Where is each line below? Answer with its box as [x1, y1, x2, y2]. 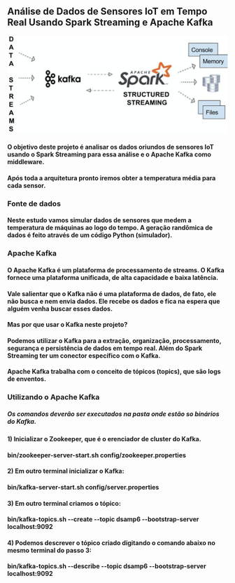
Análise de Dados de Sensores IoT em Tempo [7, 6, 208, 18]
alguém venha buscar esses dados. [7, 304, 113, 313]
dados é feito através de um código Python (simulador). [7, 231, 173, 239]
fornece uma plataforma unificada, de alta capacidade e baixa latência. [7, 273, 219, 281]
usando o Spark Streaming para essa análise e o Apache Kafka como [7, 150, 212, 159]
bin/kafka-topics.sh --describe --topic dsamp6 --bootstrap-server [7, 562, 206, 570]
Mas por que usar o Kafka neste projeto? [7, 321, 128, 329]
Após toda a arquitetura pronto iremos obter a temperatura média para [7, 173, 216, 182]
